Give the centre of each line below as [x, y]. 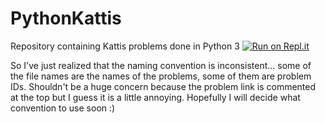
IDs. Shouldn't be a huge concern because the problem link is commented [163, 86]
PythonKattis [66, 18]
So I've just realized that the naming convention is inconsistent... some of [161, 65]
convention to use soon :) [63, 108]
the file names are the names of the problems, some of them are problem [161, 76]
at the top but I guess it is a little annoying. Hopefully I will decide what [155, 97]
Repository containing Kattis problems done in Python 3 [125, 46]
